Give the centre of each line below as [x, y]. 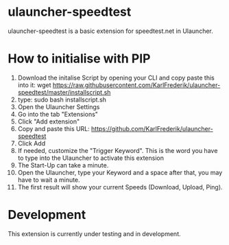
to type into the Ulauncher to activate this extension [91, 158]
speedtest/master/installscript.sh [64, 92]
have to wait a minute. [49, 180]
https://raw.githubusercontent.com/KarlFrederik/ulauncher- [136, 85]
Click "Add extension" [49, 121]
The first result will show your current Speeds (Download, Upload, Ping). [120, 187]
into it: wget [34, 85]
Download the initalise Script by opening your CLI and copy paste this [116, 78]
